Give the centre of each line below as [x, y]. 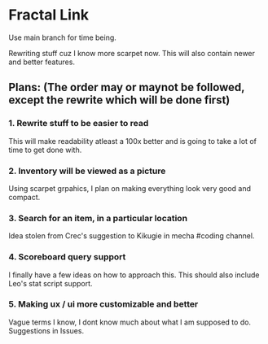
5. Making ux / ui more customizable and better [103, 304]
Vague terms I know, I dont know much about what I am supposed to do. [130, 322]
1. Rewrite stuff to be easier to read [79, 124]
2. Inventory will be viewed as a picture [87, 171]
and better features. [42, 62]
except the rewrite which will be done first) [119, 100]
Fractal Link [49, 15]
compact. [24, 197]
